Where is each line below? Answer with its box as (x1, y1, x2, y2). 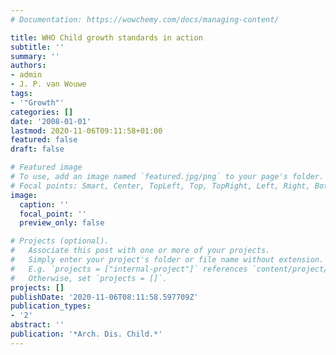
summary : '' (10, 51, 60, 61)
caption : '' (19, 199, 70, 210)
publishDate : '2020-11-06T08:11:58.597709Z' (10, 292, 199, 302)
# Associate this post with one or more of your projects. (10, 246, 271, 256)
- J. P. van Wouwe (10, 79, 87, 90)
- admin (10, 70, 43, 80)
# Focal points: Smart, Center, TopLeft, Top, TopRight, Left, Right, (10, 181, 311, 191)
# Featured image (10, 162, 83, 173)
